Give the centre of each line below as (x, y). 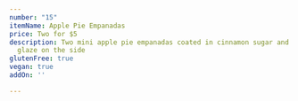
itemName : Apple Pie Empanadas (67, 26)
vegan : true (31, 67)
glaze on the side (52, 50)
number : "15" (33, 17)
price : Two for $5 (43, 34)
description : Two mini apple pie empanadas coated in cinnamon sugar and (149, 42)
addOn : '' (28, 75)
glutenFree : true (41, 58)
